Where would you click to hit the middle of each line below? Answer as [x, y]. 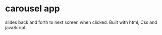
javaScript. [16, 27]
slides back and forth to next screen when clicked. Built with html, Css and [81, 22]
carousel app [33, 9]
